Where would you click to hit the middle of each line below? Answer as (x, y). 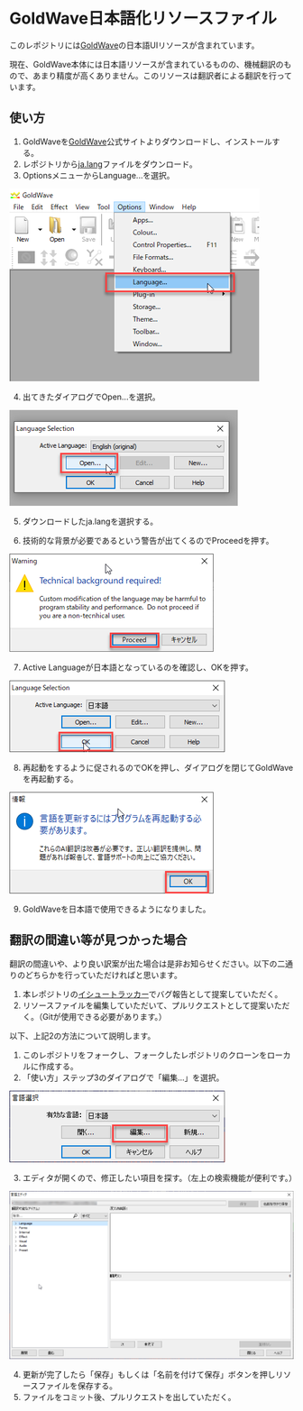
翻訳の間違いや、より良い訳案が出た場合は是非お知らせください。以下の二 (147, 963)
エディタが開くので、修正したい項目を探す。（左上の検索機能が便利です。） (160, 1177)
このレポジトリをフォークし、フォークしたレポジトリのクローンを (145, 1055)
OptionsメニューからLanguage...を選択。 (98, 175)
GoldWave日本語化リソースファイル (143, 18)
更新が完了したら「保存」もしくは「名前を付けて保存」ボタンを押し (149, 1374)
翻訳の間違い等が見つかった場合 (98, 940)
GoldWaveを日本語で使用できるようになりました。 (116, 909)
